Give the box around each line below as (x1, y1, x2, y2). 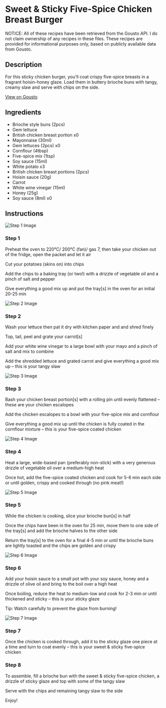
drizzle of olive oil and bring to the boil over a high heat (5, 581, 118, 587)
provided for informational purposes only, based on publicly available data (5, 41, 157, 47)
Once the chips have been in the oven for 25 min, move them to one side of (5, 522, 159, 528)
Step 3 (5, 385, 21, 392)
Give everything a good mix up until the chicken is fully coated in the (5, 421, 145, 427)
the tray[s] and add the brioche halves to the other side (5, 528, 118, 534)
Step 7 (5, 628, 21, 635)
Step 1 (5, 235, 20, 242)
